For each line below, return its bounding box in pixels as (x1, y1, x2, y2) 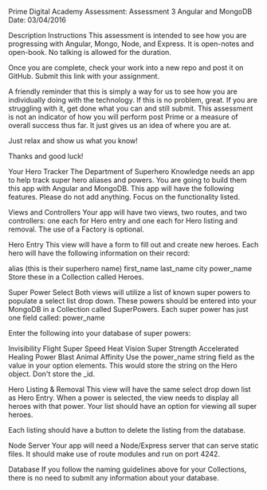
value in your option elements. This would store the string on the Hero (8, 361, 238, 370)
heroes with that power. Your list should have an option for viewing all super (8, 402, 257, 410)
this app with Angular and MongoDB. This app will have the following (8, 184, 234, 193)
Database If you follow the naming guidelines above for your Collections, (8, 465, 247, 474)
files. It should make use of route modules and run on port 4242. (8, 449, 221, 458)
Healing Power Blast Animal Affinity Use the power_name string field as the (8, 352, 255, 361)
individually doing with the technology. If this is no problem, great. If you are (8, 95, 257, 104)
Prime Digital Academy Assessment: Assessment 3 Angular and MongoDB (8, 7, 253, 16)
